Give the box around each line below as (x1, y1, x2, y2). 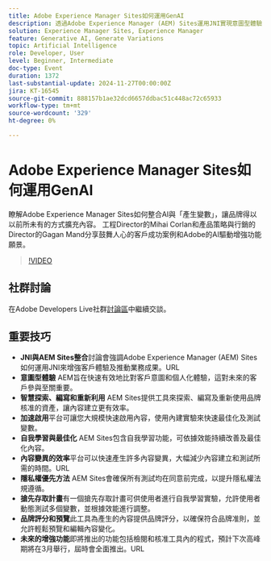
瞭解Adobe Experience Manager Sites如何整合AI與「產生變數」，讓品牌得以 (8, 209, 257, 218)
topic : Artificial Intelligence (8, 42, 117, 50)
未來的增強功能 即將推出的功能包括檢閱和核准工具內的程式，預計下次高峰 (19, 534, 261, 544)
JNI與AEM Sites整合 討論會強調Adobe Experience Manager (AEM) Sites (19, 352, 258, 363)
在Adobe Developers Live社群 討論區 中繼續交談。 (8, 304, 171, 314)
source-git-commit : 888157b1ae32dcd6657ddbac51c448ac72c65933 (8, 94, 222, 102)
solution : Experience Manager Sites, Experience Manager (8, 27, 204, 35)
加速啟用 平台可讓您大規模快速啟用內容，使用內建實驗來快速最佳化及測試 (19, 413, 261, 423)
